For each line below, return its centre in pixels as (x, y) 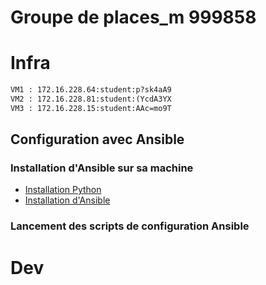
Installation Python (63, 190)
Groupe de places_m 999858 (133, 17)
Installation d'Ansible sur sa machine (102, 168)
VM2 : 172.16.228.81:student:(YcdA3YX (91, 99)
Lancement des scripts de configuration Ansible (130, 226)
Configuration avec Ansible (97, 139)
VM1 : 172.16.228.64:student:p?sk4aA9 (91, 90)
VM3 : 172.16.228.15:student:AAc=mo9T (91, 108)
